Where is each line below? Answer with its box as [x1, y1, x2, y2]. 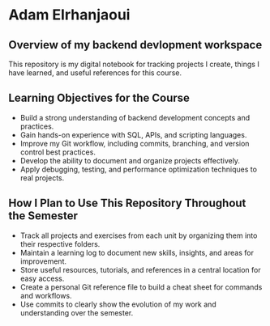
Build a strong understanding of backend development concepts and [19, 112, 251, 122]
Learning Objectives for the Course [8, 91, 191, 105]
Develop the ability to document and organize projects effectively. [19, 155, 241, 165]
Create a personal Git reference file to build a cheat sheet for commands [19, 282, 263, 292]
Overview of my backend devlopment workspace [8, 38, 263, 52]
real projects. [19, 172, 65, 183]
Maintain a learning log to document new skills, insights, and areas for [19, 248, 254, 257]
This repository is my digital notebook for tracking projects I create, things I [8, 59, 259, 69]
